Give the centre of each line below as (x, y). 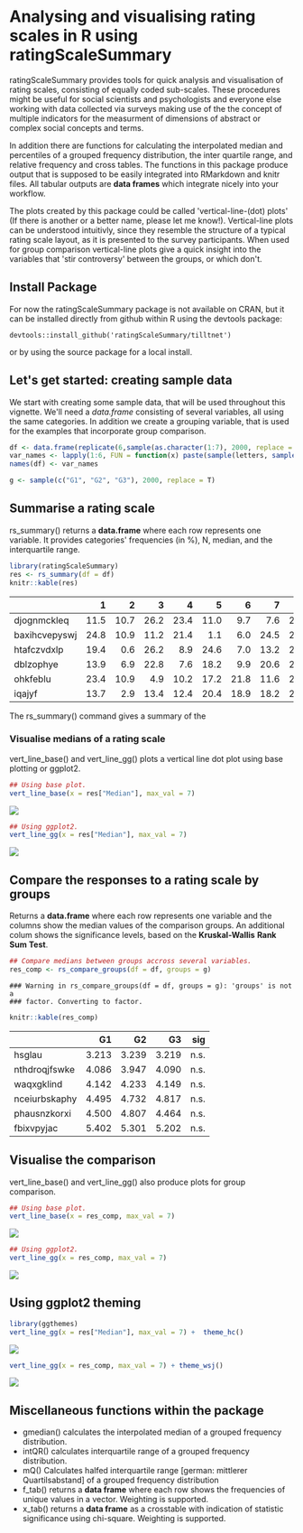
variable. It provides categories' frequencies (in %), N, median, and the (141, 540)
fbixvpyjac (36, 1128)
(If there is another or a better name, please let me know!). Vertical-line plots (151, 220)
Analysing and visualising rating (133, 17)
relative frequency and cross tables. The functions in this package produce (149, 164)
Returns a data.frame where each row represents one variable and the (141, 916)
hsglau (28, 1055)
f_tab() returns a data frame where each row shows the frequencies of (154, 1490)
